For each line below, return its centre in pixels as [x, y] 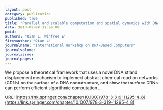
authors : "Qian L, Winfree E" [36, 37]
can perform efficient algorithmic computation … [54, 88]
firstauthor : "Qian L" [28, 41]
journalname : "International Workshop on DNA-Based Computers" [70, 45]
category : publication [28, 14]
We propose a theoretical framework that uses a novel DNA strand [71, 72]
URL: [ [11, 97]
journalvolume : [20, 50]
